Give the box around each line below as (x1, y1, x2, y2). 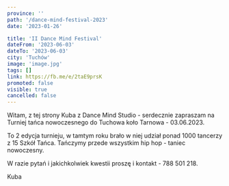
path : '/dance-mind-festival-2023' (7, 16, 109, 23)
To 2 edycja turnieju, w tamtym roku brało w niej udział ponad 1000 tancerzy (7, 131, 223, 140)
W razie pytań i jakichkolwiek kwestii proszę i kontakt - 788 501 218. (7, 159, 198, 168)
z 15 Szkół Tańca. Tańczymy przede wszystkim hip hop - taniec (7, 139, 186, 147)
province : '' (7, 10, 44, 17)
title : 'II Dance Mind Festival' (7, 35, 103, 42)
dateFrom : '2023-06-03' (7, 42, 75, 49)
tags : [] (7, 66, 32, 74)
